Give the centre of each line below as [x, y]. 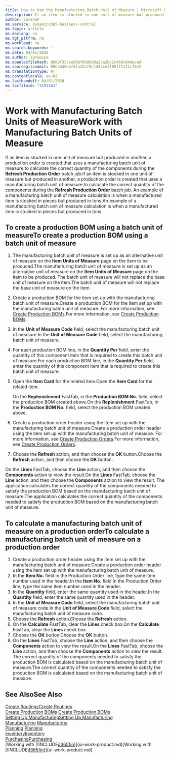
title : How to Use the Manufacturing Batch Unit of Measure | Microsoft [83, 10]
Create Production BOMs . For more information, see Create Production [86, 314]
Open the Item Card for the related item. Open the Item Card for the [82, 382]
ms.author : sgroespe [27, 57]
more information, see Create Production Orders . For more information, [86, 439]
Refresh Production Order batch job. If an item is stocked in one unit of [79, 173]
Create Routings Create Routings [39, 707]
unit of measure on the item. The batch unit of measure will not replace [86, 282]
